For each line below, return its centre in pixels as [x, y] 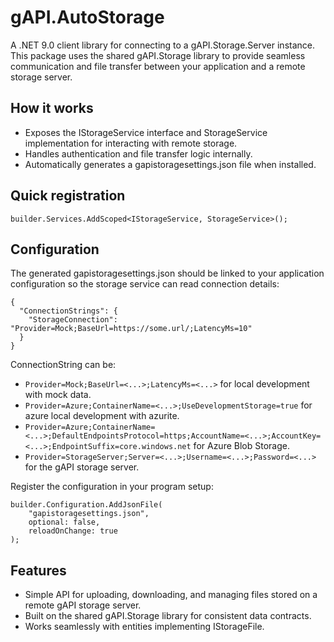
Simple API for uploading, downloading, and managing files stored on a [171, 595]
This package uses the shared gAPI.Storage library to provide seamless [158, 55]
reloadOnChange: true [73, 531]
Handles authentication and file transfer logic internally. [138, 153]
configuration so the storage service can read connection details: [145, 284]
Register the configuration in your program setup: [112, 487]
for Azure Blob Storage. [241, 446]
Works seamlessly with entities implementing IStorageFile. [144, 627]
